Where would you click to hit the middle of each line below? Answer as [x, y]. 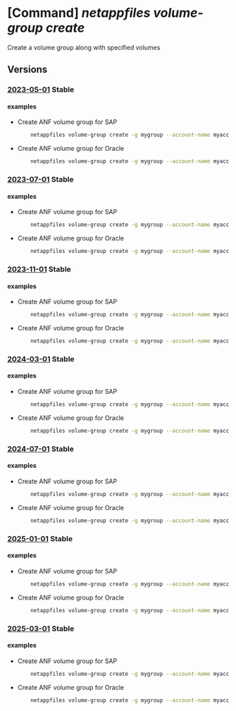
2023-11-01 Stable [39, 269]
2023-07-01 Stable [41, 180]
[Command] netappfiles [79, 13]
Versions [27, 69]
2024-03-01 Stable [41, 359]
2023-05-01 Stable [41, 89]
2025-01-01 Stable [40, 538]
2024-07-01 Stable [41, 449]
